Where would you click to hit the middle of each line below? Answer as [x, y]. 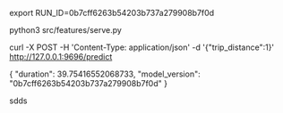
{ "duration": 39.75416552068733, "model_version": [105, 74]
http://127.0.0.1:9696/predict [61, 56]
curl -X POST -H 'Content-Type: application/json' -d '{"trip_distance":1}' [142, 47]
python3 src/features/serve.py [66, 30]
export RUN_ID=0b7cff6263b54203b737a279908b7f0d [112, 13]
